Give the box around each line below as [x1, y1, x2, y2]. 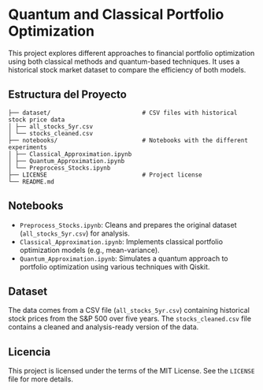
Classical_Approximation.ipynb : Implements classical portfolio [19, 236, 223, 246]
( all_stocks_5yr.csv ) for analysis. [19, 228, 130, 238]
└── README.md [8, 177, 55, 186]
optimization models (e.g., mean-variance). [19, 245, 160, 254]
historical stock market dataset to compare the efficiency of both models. [8, 65, 246, 74]
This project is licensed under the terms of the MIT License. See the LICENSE [8, 366, 255, 376]
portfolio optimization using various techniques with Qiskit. [19, 262, 210, 271]
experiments [8, 143, 47, 151]
